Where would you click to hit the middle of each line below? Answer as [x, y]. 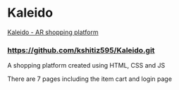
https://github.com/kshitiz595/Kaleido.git [81, 50]
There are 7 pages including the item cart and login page [90, 79]
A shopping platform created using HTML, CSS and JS [86, 66]
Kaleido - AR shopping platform [53, 32]
